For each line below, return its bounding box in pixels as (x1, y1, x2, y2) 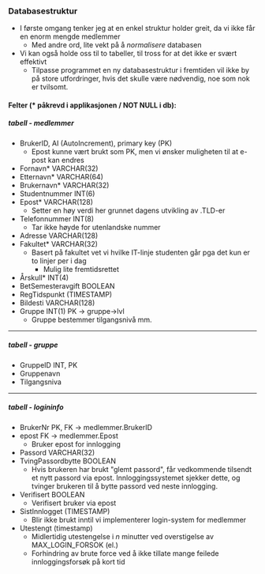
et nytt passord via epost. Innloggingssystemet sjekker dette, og (31, 473, 241, 482)
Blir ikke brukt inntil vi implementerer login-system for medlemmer (31, 515, 247, 524)
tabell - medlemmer (8, 119, 75, 128)
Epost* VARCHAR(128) (19, 197, 93, 206)
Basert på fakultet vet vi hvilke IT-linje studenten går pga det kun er (31, 247, 251, 257)
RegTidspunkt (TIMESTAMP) (19, 289, 113, 299)
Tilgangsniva (19, 377, 62, 387)
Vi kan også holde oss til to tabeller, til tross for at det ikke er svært (19, 49, 237, 59)
